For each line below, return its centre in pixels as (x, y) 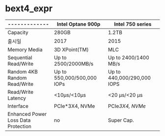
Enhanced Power (27, 114)
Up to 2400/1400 (129, 57)
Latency (17, 98)
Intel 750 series (133, 24)
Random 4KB (23, 72)
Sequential (20, 57)
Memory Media (25, 50)
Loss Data (19, 120)
